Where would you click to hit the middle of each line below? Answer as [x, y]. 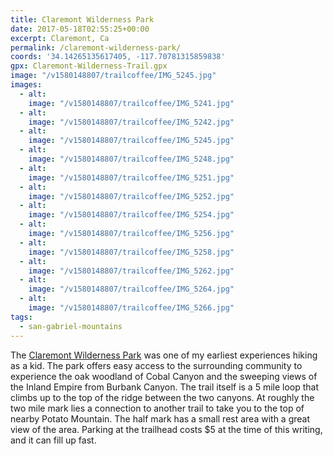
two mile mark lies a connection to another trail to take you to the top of [157, 408]
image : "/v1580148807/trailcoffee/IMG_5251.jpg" [131, 177]
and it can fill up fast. [53, 440]
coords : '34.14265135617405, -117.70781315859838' [118, 57]
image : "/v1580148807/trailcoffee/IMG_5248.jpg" [131, 159]
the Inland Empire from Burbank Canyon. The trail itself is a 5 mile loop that [165, 387]
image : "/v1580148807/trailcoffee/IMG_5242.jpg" [131, 122]
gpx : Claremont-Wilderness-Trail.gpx [89, 66]
